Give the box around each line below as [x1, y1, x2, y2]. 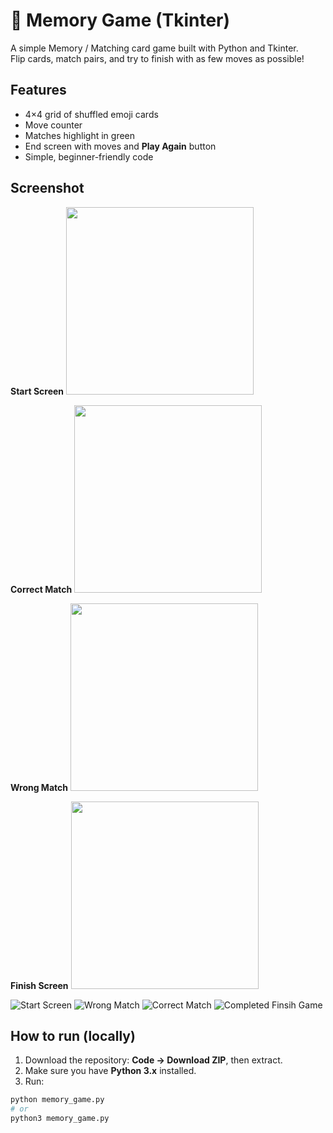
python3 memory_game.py [10, 1114, 110, 1124]
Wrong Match [10, 781, 68, 793]
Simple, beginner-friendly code [24, 150, 154, 163]
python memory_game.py [10, 1095, 105, 1105]
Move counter [24, 119, 83, 131]
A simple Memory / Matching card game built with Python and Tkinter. [10, 42, 299, 54]
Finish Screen [10, 979, 69, 991]
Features [10, 82, 67, 99]
